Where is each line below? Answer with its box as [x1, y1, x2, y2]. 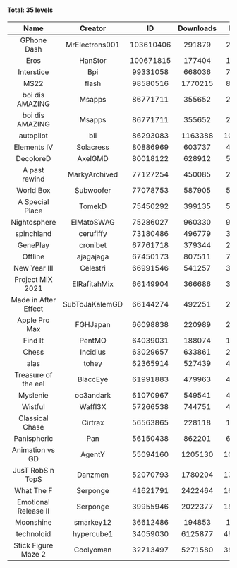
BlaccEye [77, 374, 109, 384]
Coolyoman [73, 545, 112, 555]
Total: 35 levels [7, 6, 54, 14]
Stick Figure [13, 540, 54, 550]
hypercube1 [73, 529, 114, 539]
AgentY [80, 449, 106, 459]
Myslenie [18, 391, 49, 401]
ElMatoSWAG [71, 218, 115, 227]
